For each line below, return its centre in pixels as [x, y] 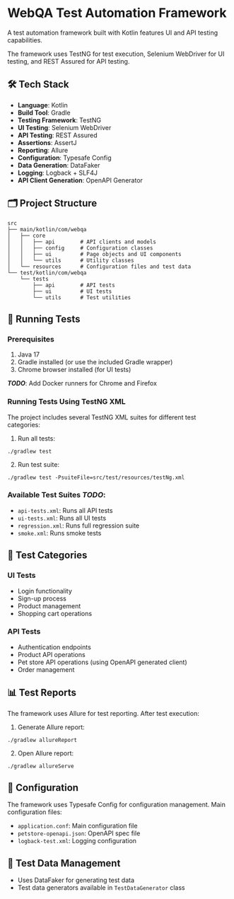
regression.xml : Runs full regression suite [78, 526]
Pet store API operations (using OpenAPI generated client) [102, 662]
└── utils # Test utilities [82, 297]
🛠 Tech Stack [38, 85]
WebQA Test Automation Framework [117, 13]
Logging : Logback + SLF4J [57, 173]
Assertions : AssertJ [47, 142]
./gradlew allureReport [42, 740]
